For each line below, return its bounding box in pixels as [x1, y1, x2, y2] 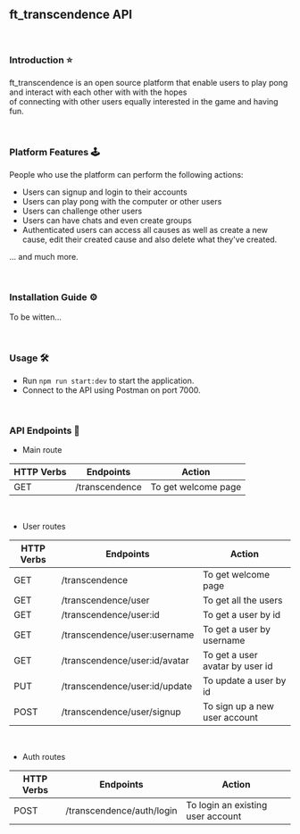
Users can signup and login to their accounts [21, 187, 187, 197]
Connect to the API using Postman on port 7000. [21, 385, 201, 396]
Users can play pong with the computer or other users [21, 196, 222, 207]
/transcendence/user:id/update [61, 680, 193, 693]
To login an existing [186, 799, 268, 812]
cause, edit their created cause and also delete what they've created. [21, 234, 278, 245]
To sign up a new [202, 700, 274, 713]
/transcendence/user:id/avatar [61, 655, 189, 667]
